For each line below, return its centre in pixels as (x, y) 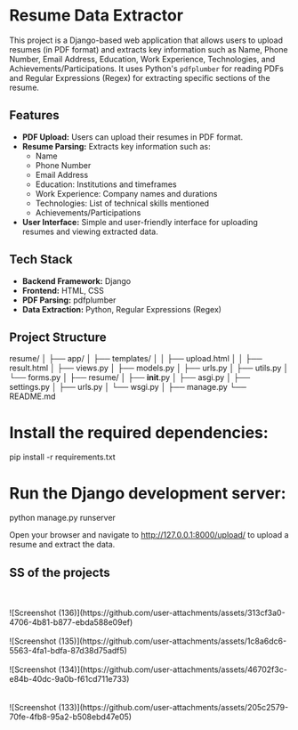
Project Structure (58, 337)
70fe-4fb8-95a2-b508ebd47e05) (70, 717)
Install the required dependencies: (139, 432)
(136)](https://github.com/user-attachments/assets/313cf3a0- (172, 613)
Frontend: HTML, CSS (63, 290)
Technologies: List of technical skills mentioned (122, 203)
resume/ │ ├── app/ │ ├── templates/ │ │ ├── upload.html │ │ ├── (136, 359)
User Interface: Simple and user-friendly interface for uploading (140, 222)
